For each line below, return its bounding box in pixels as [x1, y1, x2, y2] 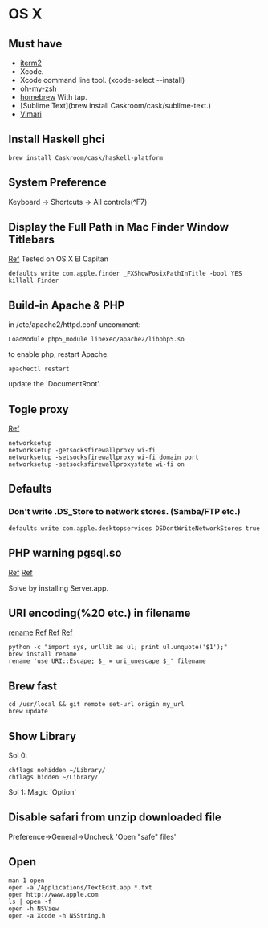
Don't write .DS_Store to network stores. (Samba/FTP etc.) [8, 506, 241, 517]
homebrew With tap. [19, 92, 87, 101]
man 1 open [8, 877, 45, 885]
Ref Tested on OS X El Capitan [8, 254, 108, 264]
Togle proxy [8, 403, 70, 416]
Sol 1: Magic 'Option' [8, 787, 77, 796]
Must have [8, 37, 63, 51]
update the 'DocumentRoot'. [8, 379, 102, 389]
